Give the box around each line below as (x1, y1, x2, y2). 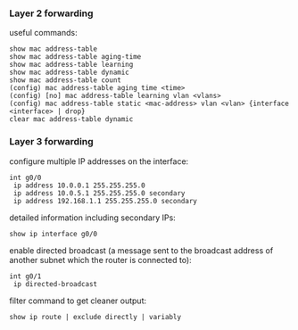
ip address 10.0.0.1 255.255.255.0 (12, 181, 145, 190)
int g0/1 (9, 271, 42, 281)
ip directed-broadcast (12, 279, 98, 288)
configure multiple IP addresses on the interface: (9, 155, 189, 167)
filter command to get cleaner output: (9, 295, 147, 306)
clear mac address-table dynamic (9, 115, 134, 124)
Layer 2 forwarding (9, 7, 94, 20)
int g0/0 (9, 173, 42, 182)
